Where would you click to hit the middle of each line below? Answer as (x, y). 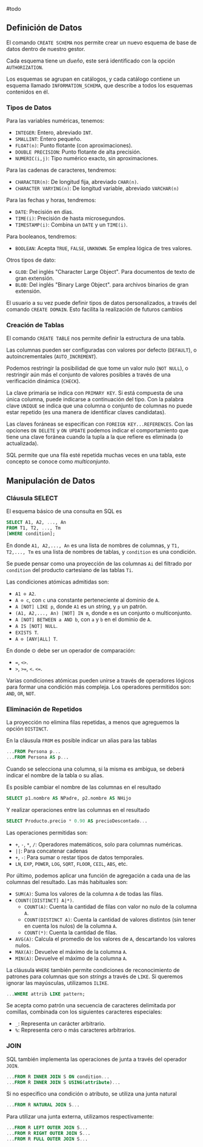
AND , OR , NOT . (21, 693)
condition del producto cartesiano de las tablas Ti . (70, 570)
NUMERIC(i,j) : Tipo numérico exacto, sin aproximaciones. (87, 158)
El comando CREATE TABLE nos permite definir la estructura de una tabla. (96, 338)
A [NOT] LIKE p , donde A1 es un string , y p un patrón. (81, 606)
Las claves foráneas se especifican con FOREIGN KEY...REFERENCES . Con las (100, 424)
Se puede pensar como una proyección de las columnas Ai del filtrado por (99, 563)
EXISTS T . (27, 632)
